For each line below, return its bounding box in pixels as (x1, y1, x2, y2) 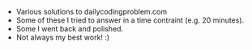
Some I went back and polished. (15, 24, 124, 33)
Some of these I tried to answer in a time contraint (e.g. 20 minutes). (15, 15, 245, 25)
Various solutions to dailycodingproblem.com (15, 7, 168, 16)
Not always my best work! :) (15, 32, 110, 42)
